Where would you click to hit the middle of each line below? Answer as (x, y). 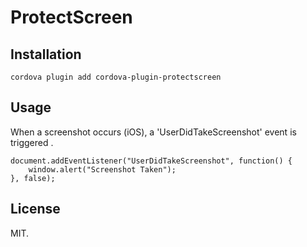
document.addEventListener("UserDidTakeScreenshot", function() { (151, 161)
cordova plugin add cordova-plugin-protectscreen (116, 77)
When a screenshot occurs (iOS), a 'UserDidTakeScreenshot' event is (153, 132)
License (35, 209)
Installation (46, 54)
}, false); (33, 178)
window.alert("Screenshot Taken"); (102, 169)
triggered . (32, 142)
